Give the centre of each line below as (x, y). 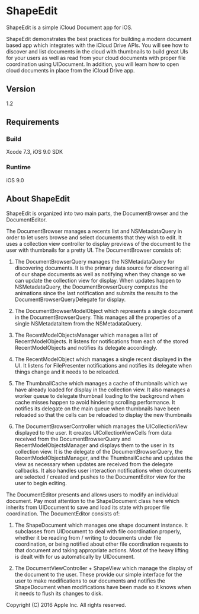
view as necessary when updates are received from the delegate (94, 464)
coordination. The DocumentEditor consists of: (63, 513)
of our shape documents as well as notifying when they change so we (100, 274)
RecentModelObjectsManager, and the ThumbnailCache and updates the (104, 458)
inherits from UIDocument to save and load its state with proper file (88, 507)
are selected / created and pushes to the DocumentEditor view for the (100, 477)
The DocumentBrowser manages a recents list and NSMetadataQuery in (94, 231)
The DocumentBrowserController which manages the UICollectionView (101, 426)
